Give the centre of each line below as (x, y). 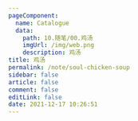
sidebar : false (34, 75)
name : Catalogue (42, 23)
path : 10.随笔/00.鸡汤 (58, 38)
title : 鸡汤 (27, 60)
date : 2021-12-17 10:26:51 (53, 104)
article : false (34, 82)
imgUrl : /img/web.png (58, 45)
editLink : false (35, 97)
